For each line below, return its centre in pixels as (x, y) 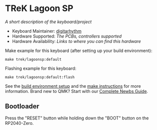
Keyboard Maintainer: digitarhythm (47, 31)
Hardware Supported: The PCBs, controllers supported (67, 36)
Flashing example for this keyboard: (41, 68)
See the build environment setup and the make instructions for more (73, 86)
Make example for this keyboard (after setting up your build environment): (79, 51)
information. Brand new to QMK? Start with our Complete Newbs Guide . (77, 91)
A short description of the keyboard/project (48, 22)
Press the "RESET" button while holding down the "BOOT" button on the (77, 118)
